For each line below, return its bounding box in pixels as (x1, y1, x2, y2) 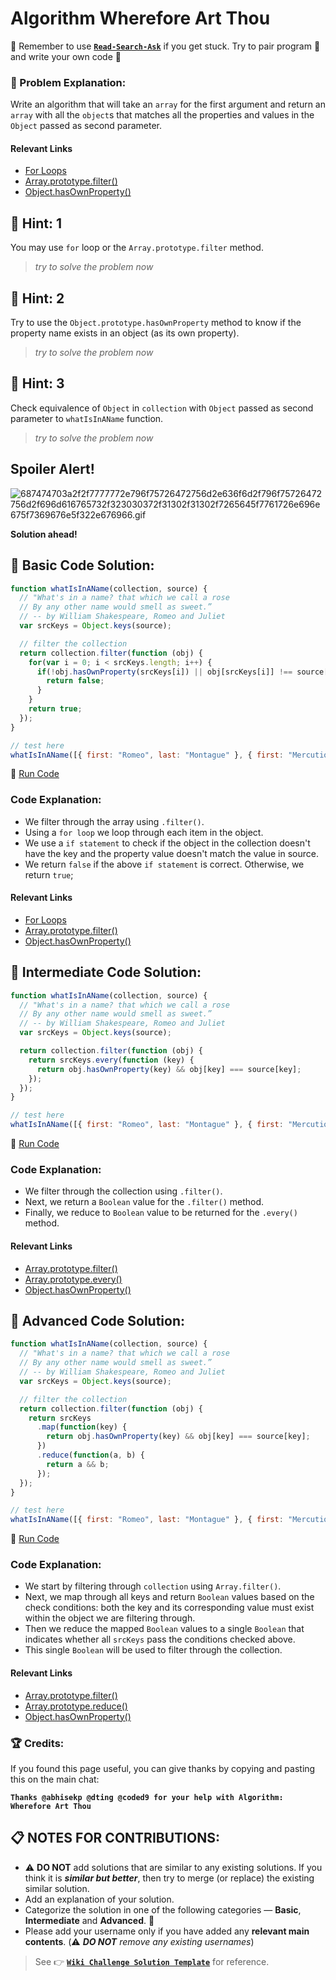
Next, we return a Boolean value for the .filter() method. (24, 1196, 265, 1208)
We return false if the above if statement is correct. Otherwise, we (24, 858, 305, 870)
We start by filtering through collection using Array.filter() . (24, 1580, 282, 1592)
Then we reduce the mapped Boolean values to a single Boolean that (24, 1623, 305, 1635)
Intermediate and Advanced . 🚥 (24, 1914, 155, 1926)
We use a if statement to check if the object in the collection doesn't (24, 837, 311, 849)
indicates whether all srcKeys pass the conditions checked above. (24, 1633, 296, 1646)
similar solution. (24, 1882, 90, 1894)
